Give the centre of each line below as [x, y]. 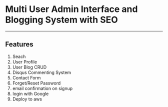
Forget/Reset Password [36, 83]
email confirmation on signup [42, 88]
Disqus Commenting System [42, 72]
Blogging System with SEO [62, 20]
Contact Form [26, 77]
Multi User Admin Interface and [71, 9]
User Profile [25, 61]
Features [19, 44]
